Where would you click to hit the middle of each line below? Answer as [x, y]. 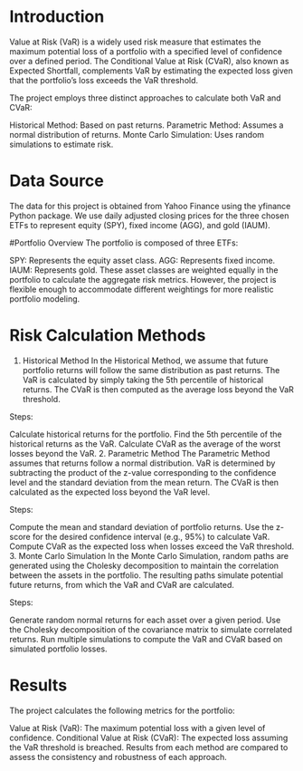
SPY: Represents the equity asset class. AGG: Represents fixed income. [142, 260]
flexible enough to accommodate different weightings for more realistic [142, 289]
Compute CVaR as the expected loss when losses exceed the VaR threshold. [152, 546]
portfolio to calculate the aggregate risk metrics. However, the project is [143, 279]
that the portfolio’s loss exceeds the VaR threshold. [104, 80]
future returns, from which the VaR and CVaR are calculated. [122, 584]
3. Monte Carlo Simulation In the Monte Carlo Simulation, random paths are [149, 555]
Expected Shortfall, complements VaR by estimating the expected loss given [151, 71]
